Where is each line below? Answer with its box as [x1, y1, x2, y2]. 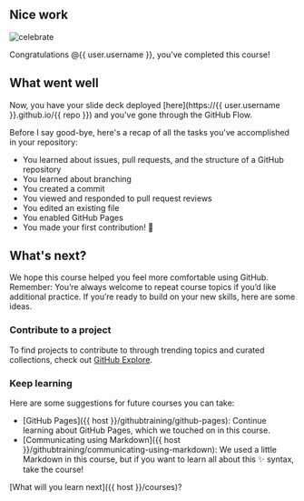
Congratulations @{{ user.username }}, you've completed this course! [9, 49, 270, 60]
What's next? [9, 248, 87, 264]
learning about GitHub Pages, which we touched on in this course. [22, 425, 270, 436]
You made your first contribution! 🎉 [22, 222, 154, 233]
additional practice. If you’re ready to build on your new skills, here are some [9, 291, 296, 303]
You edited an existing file [22, 202, 120, 213]
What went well [9, 75, 99, 91]
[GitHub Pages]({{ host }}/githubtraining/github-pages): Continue [22, 416, 267, 426]
